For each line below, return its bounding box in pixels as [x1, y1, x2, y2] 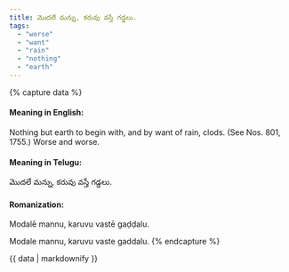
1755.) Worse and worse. [9, 137, 100, 148]
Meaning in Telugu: [9, 156, 83, 167]
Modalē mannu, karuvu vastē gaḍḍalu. [9, 219, 149, 229]
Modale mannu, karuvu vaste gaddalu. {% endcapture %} [9, 236, 221, 247]
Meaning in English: [9, 108, 84, 118]
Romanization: [9, 199, 65, 210]
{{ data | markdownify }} [9, 253, 99, 264]
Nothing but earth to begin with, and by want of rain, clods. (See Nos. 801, [9, 127, 281, 138]
